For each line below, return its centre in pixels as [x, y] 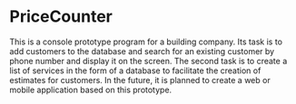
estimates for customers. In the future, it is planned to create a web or [140, 80]
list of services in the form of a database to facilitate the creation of [135, 71]
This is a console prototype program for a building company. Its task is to [146, 42]
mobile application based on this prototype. [91, 90]
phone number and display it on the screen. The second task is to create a [148, 61]
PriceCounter [61, 17]
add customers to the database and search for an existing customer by [142, 51]
